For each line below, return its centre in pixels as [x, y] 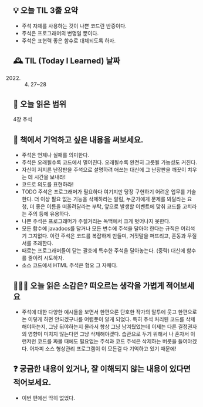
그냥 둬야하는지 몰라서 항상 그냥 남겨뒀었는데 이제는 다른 [113, 327]
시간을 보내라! [50, 177]
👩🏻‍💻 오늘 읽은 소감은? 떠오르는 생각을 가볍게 [89, 286]
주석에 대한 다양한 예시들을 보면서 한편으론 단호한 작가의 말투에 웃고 [99, 312]
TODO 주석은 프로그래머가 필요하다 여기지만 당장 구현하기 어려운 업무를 [103, 192]
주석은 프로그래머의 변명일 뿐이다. [60, 33]
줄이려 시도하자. [46, 258]
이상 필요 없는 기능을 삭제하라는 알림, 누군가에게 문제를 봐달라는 [113, 199]
